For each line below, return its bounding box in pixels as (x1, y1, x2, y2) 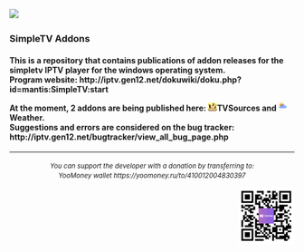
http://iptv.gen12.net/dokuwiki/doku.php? (79, 73, 242, 85)
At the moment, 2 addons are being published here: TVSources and (9, 102, 278, 113)
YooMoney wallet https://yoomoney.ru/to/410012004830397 (58, 171, 246, 180)
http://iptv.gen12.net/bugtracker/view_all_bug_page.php (9, 131, 229, 142)
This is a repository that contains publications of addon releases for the (9, 54, 284, 65)
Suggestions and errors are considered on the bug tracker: (9, 121, 235, 132)
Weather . (9, 111, 45, 122)
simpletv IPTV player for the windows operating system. (9, 64, 226, 75)
